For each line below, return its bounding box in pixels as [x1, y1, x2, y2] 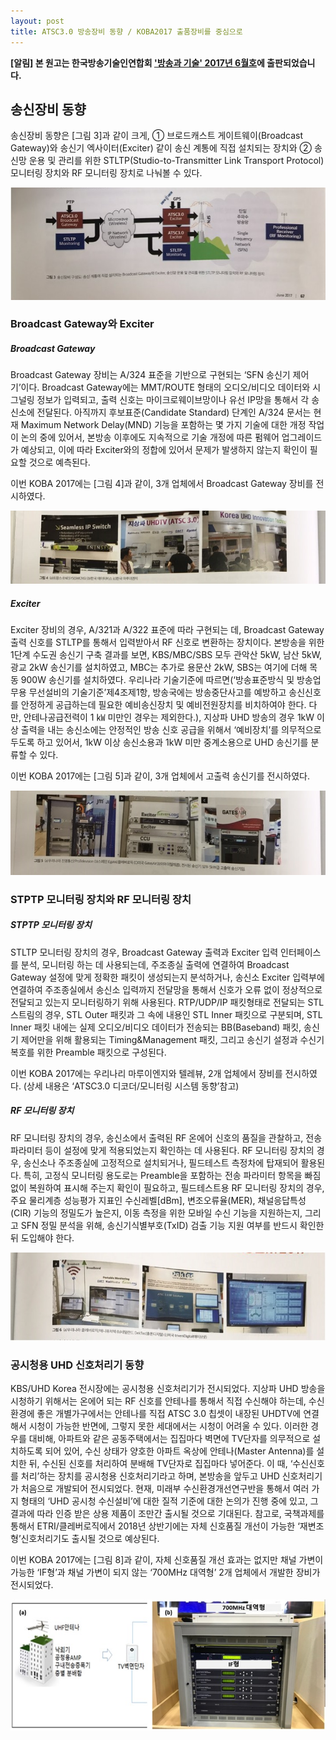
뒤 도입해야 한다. [10, 1231, 75, 1244]
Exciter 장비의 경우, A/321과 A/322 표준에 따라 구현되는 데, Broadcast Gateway [10, 624, 325, 636]
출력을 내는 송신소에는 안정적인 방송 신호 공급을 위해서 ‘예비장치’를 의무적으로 [20, 724, 322, 736]
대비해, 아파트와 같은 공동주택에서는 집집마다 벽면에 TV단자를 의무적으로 [28, 1433, 311, 1445]
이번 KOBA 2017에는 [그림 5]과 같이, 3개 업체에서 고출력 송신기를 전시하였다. [10, 770, 310, 782]
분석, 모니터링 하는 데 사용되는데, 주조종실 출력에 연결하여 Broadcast [20, 958, 290, 970]
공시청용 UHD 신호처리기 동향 [10, 1358, 145, 1372]
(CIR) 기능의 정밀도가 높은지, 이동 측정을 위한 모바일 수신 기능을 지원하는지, [10, 1206, 303, 1219]
